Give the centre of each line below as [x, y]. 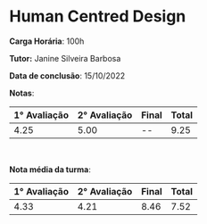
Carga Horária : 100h [47, 41]
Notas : [22, 93]
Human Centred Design [98, 17]
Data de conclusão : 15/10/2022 [67, 75]
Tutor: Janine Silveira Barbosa [65, 58]
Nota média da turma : [50, 169]
